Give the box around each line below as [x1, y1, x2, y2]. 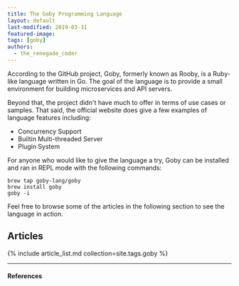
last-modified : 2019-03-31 [7, 23, 87, 31]
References [7, 272, 43, 280]
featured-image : [7, 30, 55, 38]
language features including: [7, 113, 91, 121]
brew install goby [7, 183, 62, 190]
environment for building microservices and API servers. [7, 84, 173, 93]
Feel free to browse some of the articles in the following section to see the [7, 202, 225, 210]
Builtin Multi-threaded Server [17, 134, 103, 143]
